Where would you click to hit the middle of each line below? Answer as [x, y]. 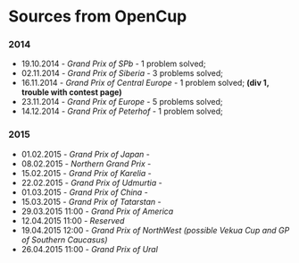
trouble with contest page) [71, 92]
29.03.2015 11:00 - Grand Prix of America [97, 211]
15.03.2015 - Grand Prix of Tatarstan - [91, 201]
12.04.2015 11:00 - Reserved [73, 220]
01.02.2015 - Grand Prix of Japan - [86, 154]
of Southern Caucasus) [64, 240]
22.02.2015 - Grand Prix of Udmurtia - [91, 182]
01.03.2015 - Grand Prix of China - [84, 192]
